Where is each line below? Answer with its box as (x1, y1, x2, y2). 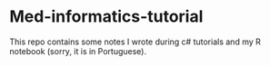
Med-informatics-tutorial (9, 6, 204, 27)
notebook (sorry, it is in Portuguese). (9, 45, 147, 56)
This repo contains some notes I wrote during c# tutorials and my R (9, 36, 262, 47)
